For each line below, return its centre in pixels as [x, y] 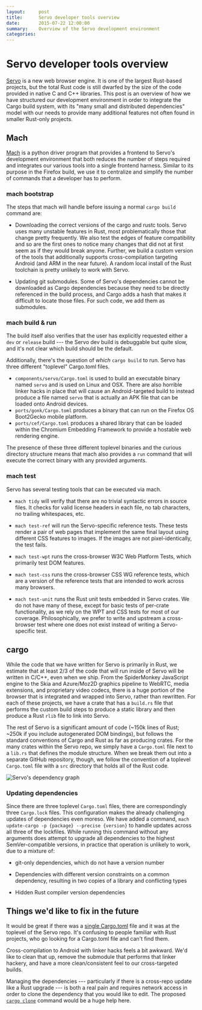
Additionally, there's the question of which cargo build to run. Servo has [96, 360]
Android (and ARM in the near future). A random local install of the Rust [103, 263]
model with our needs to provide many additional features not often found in [100, 113]
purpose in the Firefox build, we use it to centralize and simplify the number [100, 172]
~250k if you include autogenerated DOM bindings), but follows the [90, 733]
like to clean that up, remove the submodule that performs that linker [91, 956]
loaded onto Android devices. [51, 404]
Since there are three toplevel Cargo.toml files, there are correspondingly [96, 806]
